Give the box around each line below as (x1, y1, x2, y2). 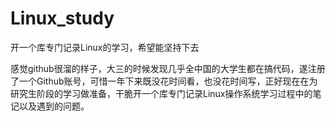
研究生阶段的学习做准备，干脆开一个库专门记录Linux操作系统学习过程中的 (10, 87, 313, 99)
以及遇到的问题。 (18, 100, 90, 112)
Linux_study (10, 7, 115, 30)
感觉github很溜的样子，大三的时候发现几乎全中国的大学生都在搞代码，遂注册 (10, 62, 326, 74)
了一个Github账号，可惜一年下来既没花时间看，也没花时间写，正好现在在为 (10, 75, 318, 87)
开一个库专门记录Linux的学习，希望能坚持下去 (10, 41, 200, 53)
